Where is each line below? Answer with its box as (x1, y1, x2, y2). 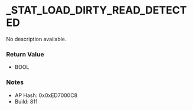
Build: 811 (14, 98, 38, 105)
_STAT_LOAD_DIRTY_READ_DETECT (6, 4, 187, 17)
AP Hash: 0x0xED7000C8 (14, 92, 78, 99)
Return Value (6, 50, 44, 58)
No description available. (6, 35, 67, 42)
